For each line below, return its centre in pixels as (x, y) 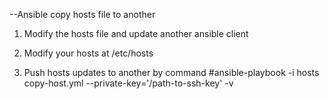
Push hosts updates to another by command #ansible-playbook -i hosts (171, 72)
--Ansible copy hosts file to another (82, 14)
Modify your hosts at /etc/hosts (88, 53)
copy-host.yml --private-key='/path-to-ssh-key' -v (128, 83)
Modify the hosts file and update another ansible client (136, 33)
